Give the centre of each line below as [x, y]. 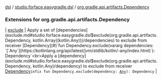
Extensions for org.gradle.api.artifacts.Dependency [67, 19]
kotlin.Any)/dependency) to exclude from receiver [82, 66]
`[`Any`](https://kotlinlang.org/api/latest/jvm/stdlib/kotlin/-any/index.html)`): [80, 51]
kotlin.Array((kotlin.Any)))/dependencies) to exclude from [90, 40]
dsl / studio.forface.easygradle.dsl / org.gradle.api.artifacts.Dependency [77, 7]
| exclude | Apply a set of [30, 30]
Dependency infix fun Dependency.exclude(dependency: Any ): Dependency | [81, 71]
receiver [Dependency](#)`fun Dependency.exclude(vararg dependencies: [79, 46]
